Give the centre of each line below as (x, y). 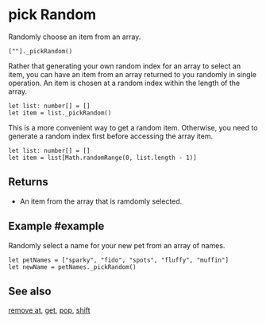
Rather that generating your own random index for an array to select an (124, 66)
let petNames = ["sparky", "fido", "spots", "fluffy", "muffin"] (118, 260)
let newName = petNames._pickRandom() (72, 267)
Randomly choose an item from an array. (75, 37)
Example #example (56, 226)
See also (30, 291)
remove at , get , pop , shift (49, 310)
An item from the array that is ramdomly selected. (101, 201)
